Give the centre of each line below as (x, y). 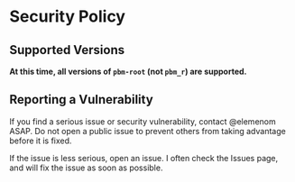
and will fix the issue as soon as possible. (86, 168)
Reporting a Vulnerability (81, 100)
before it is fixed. (41, 141)
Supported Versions (67, 50)
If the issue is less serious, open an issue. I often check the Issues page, (144, 158)
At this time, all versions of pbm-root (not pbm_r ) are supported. (128, 71)
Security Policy (68, 17)
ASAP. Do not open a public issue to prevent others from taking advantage (147, 131)
